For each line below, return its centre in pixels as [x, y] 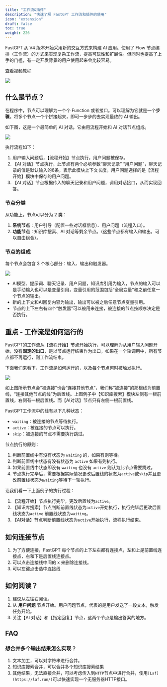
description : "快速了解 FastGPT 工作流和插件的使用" [56, 14]
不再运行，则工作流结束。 [40, 357]
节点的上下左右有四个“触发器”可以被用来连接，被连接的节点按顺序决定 [84, 308]
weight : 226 [17, 33]
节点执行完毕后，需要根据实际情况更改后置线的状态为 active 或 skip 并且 [84, 474]
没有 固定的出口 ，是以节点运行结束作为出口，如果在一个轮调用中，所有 [85, 351]
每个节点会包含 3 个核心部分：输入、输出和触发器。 [58, 264]
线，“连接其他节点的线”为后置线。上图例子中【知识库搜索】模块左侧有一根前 [83, 394]
